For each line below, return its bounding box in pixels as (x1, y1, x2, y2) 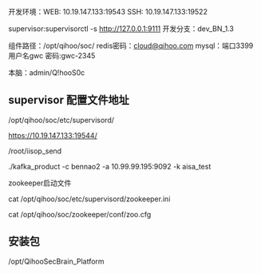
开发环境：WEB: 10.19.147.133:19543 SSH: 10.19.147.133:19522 (8, 7, 208, 16)
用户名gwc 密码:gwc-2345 (8, 51, 96, 60)
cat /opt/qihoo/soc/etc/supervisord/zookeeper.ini (8, 194, 171, 204)
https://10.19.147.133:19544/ (8, 130, 97, 140)
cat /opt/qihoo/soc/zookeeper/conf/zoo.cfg (8, 209, 152, 219)
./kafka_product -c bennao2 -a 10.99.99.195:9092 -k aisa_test (8, 161, 212, 171)
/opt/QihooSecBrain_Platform (8, 256, 105, 266)
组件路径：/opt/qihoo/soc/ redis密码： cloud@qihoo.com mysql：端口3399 (8, 41, 254, 50)
